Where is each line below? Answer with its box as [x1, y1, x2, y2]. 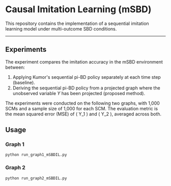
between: [5, 64, 25, 70]
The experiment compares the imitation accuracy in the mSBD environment [5, 58, 163, 65]
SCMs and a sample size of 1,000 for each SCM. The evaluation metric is [5, 105, 158, 111]
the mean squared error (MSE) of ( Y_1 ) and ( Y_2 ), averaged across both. [5, 111, 162, 117]
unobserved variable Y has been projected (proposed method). [12, 90, 146, 96]
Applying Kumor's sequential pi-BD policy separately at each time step [12, 74, 161, 80]
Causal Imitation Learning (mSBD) [5, 4, 152, 15]
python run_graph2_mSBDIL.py [5, 175, 67, 181]
